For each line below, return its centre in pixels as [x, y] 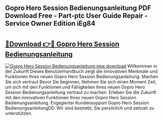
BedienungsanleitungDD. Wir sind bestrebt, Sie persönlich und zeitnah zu [80, 108]
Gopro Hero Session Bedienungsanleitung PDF [78, 8]
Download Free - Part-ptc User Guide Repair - [77, 16]
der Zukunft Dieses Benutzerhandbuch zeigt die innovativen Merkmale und [81, 71]
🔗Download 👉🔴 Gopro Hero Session [62, 44]
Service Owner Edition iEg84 [50, 23]
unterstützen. [19, 113]
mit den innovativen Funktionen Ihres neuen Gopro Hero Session [71, 98]
